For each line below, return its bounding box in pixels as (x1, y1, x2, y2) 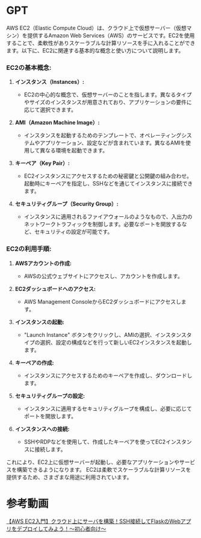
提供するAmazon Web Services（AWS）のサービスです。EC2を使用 (26, 31, 195, 39)
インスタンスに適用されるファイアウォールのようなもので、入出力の (23, 213, 193, 221)
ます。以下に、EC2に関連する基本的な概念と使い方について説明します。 (6, 46, 184, 54)
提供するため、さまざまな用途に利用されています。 (6, 474, 132, 481)
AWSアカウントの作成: (14, 260, 72, 267)
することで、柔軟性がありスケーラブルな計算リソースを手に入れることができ (6, 39, 196, 46)
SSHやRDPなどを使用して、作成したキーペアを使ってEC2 (23, 438, 166, 445)
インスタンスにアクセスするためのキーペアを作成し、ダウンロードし (23, 372, 193, 379)
